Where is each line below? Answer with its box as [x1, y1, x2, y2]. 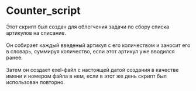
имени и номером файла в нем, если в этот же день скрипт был [6, 72, 167, 79]
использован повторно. [6, 78, 66, 85]
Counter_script [6, 4, 81, 17]
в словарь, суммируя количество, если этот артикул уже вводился [6, 48, 175, 54]
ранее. [6, 54, 23, 61]
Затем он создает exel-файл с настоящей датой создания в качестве [6, 66, 179, 73]
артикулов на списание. [6, 29, 66, 36]
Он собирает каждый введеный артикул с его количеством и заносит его [6, 42, 191, 49]
